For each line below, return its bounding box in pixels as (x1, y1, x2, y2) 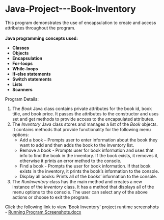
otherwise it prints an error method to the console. (19, 158, 122, 164)
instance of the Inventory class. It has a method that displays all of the (12, 184, 154, 190)
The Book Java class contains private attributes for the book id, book (12, 106, 152, 111)
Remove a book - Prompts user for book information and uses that (19, 147, 154, 153)
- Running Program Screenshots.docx (5, 209, 82, 215)
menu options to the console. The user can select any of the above (12, 189, 148, 195)
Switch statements (12, 76, 52, 82)
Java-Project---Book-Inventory (5, 3, 136, 15)
